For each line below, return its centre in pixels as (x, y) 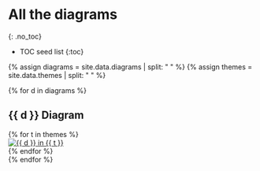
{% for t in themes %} (43, 134)
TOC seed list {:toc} (52, 51)
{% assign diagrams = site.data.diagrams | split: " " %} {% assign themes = (130, 67)
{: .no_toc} (25, 36)
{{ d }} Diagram (46, 115)
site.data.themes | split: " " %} (57, 75)
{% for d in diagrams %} (47, 90)
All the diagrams (63, 15)
